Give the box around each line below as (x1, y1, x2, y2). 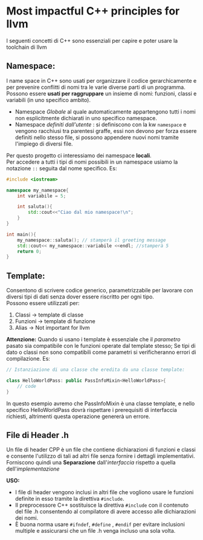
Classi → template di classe (14, 311, 84, 318)
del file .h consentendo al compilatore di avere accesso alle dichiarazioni (14, 508, 196, 515)
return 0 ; (17, 248, 42, 254)
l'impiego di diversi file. (14, 140, 73, 147)
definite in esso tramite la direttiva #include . (14, 495, 124, 503)
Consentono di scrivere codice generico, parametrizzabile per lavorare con (6, 287, 193, 294)
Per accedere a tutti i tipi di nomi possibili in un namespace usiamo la (6, 158, 178, 166)
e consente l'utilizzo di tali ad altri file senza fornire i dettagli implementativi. (6, 452, 195, 460)
